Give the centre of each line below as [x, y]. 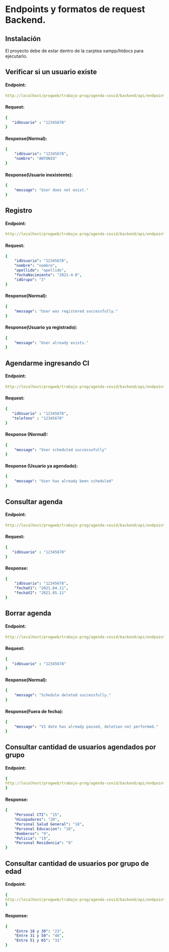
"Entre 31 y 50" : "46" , [39, 936]
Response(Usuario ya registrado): [41, 327]
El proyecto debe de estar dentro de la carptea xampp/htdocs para [74, 51]
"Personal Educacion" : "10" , [45, 829]
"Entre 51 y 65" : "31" [38, 940]
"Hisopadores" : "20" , [37, 820]
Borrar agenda [28, 613]
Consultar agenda [34, 502]
